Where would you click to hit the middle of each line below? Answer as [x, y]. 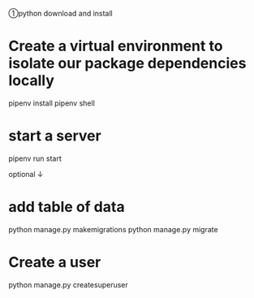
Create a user [55, 262]
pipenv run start [35, 158]
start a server [55, 136]
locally [32, 81]
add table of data [67, 207]
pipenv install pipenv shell [52, 103]
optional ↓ [26, 174]
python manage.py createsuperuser [68, 284]
